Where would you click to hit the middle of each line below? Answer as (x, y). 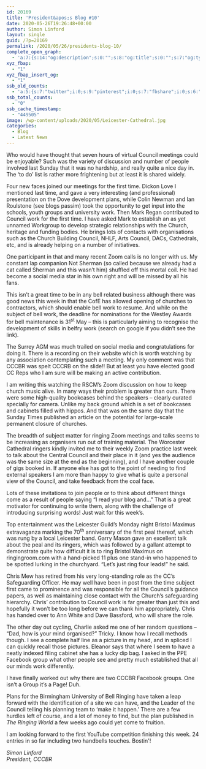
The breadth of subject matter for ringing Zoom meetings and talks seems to (103, 435)
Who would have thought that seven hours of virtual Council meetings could (102, 154)
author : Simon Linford (35, 29)
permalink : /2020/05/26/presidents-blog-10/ (64, 47)
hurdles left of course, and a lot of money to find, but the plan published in (100, 716)
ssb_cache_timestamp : (34, 109)
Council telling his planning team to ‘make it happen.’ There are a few (93, 710)
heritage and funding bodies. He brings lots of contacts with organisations (100, 232)
